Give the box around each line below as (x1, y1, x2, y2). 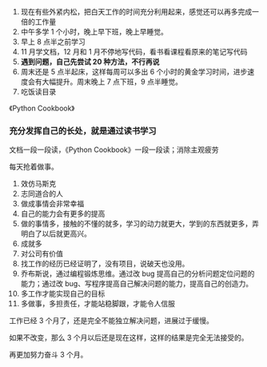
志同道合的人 (20, 189, 63, 198)
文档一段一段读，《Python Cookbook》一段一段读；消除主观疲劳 (9, 145, 219, 154)
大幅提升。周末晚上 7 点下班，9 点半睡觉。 (42, 77, 183, 86)
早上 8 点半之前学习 (20, 37, 86, 46)
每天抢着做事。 (9, 162, 58, 172)
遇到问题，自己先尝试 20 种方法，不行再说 (20, 57, 160, 66)
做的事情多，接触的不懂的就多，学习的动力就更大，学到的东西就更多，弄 (20, 219, 259, 229)
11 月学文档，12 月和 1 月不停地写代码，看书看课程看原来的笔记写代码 (20, 47, 248, 56)
